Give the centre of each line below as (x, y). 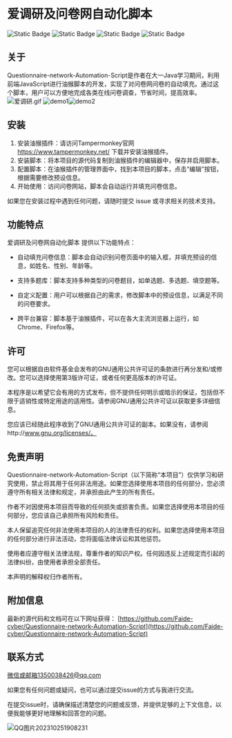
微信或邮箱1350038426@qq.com (54, 675)
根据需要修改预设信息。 (50, 178)
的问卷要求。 (35, 304)
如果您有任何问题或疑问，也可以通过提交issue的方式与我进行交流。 (103, 690)
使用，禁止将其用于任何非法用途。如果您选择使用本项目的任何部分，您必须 (119, 483)
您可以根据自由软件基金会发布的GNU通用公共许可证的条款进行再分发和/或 (112, 369)
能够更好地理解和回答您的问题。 (65, 713)
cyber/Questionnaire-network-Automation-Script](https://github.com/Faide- (115, 626)
